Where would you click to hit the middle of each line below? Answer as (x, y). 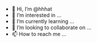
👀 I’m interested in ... (36, 15)
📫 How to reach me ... (39, 34)
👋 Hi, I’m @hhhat (32, 9)
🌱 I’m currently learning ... (43, 21)
